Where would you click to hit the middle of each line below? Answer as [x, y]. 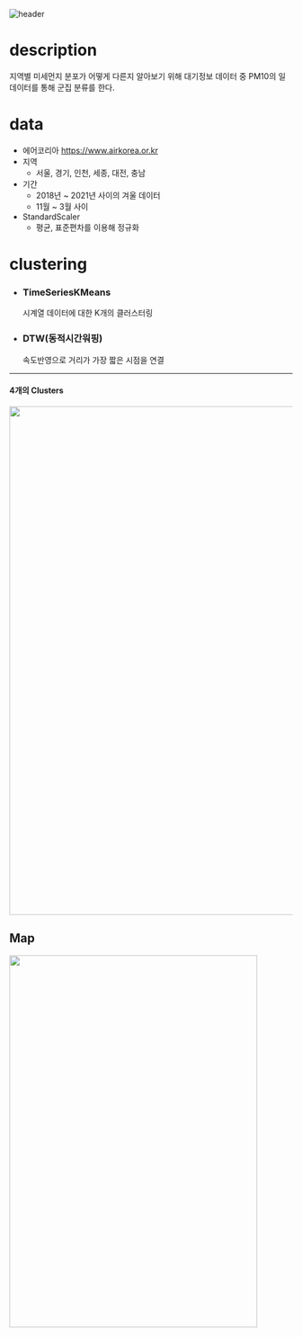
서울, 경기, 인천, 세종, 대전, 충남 [91, 173]
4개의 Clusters [37, 390]
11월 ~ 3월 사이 [62, 206]
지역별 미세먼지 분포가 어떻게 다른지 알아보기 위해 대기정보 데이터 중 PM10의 [143, 76]
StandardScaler [51, 217]
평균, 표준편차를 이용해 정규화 [87, 227]
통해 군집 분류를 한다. [77, 87]
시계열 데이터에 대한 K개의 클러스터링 [88, 313]
